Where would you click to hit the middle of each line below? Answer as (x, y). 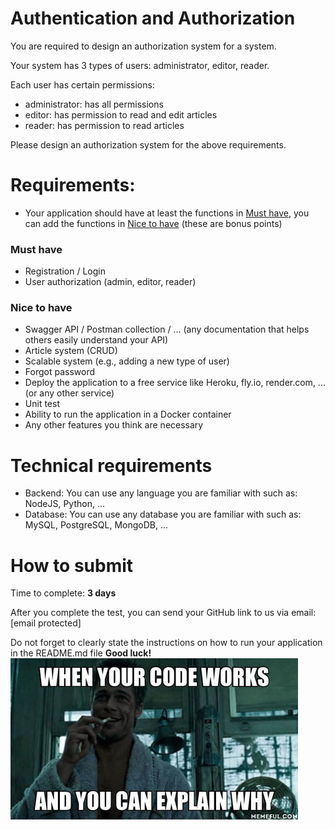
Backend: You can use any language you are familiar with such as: (161, 493)
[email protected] (46, 623)
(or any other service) (69, 393)
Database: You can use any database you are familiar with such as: (163, 514)
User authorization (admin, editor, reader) (110, 282)
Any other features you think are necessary (114, 425)
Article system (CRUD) (71, 351)
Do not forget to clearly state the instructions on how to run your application (166, 643)
